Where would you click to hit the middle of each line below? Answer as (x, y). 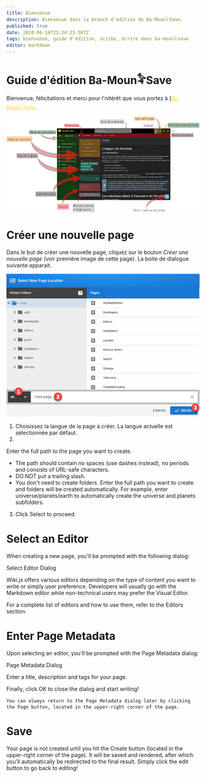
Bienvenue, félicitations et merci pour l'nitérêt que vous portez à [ (89, 98)
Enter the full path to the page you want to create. (69, 451)
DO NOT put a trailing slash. (50, 476)
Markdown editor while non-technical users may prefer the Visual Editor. (98, 592)
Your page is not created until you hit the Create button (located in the (95, 748)
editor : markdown (29, 45)
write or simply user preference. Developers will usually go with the (91, 586)
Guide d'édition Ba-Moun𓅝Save (89, 81)
